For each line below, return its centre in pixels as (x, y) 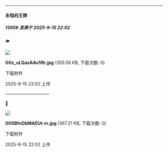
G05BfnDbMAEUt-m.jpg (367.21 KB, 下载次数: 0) (56, 123)
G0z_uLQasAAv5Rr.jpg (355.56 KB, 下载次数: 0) (55, 62)
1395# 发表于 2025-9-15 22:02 (38, 27)
